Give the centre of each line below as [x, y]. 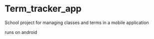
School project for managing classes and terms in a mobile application [77, 22]
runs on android [21, 32]
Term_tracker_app [43, 9]
